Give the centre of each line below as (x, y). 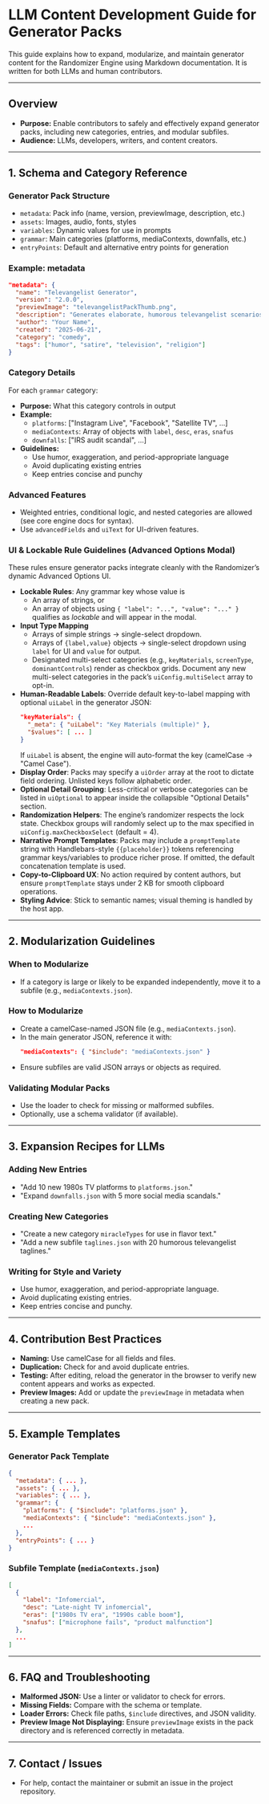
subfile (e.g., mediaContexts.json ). (76, 990)
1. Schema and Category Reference (98, 173)
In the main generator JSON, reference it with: (96, 1036)
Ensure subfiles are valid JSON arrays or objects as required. (120, 1067)
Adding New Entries (48, 1170)
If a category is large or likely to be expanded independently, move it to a (140, 982)
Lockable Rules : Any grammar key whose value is (102, 592)
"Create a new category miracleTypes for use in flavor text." (118, 1234)
